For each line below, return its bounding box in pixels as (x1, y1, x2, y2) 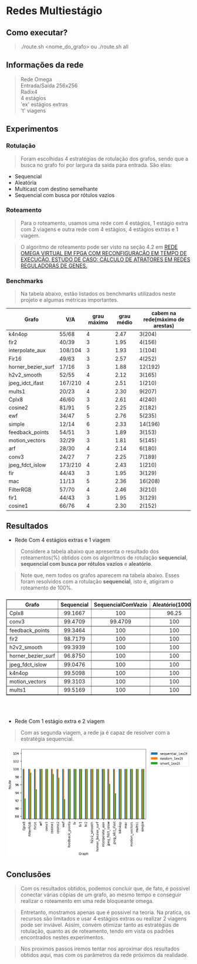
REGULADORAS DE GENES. (20, 262, 88, 269)
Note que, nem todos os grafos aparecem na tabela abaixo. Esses (20, 572, 180, 579)
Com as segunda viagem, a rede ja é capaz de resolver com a (20, 729, 170, 736)
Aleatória (14, 179, 37, 186)
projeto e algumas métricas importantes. (20, 296, 118, 303)
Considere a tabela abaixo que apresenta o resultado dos (20, 548, 159, 555)
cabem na (151, 309, 176, 316)
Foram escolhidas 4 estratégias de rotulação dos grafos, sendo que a (20, 155, 189, 162)
